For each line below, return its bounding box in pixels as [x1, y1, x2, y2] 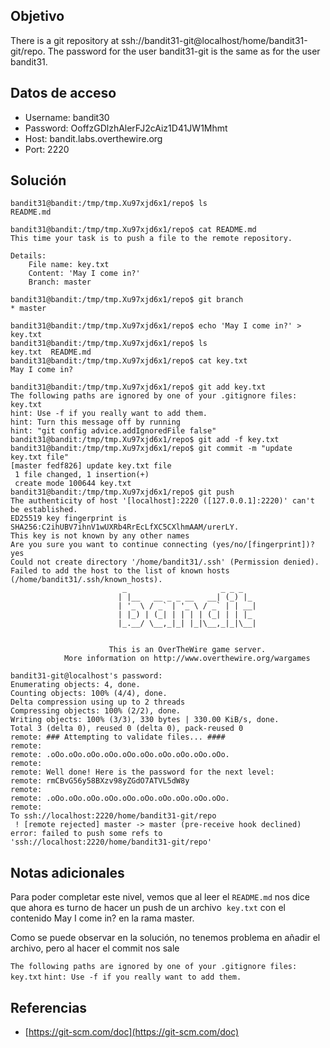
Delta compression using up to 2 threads [10, 697, 186, 708]
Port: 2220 [24, 143, 70, 155]
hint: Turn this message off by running [10, 417, 182, 428]
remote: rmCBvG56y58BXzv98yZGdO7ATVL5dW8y [10, 776, 190, 786]
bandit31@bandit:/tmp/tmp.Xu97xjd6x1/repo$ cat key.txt [10, 356, 248, 366]
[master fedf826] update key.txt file [10, 461, 172, 471]
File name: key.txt [28, 260, 110, 270]
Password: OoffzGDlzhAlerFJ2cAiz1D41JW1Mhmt [24, 122, 228, 134]
